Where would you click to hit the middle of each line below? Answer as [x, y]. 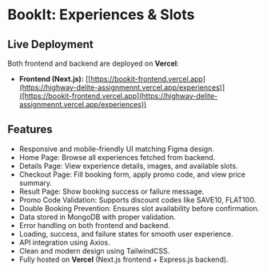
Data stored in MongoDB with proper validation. [98, 217]
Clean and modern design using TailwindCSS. [94, 250]
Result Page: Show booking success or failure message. [112, 191]
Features [30, 130]
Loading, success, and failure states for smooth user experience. [126, 234]
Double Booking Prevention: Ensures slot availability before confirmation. [139, 208]
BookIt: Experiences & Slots [101, 15]
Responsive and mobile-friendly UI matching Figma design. [117, 149]
